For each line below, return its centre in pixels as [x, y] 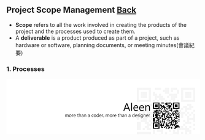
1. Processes [25, 68]
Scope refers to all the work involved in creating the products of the [101, 24]
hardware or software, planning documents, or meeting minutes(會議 [102, 45]
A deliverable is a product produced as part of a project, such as [97, 38]
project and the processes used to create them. [75, 31]
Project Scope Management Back [72, 10]
